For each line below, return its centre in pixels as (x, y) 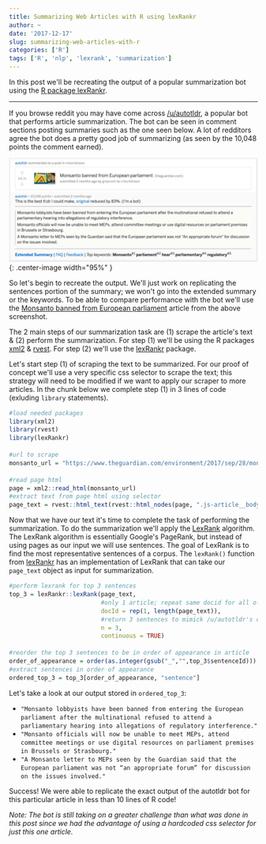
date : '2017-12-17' (41, 33)
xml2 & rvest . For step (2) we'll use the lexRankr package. (103, 348)
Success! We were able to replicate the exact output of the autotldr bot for (130, 791)
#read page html (36, 480)
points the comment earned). (56, 147)
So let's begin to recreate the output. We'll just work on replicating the (123, 283)
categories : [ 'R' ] (39, 50)
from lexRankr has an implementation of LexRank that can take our (117, 562)
